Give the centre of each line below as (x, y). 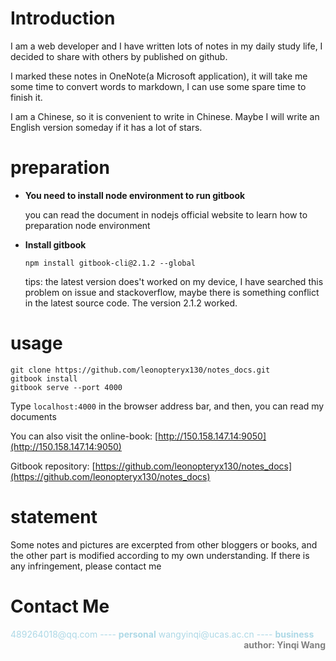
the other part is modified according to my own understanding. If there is (160, 555)
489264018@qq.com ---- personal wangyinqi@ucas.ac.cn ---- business (162, 634)
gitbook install (44, 378)
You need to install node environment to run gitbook (135, 195)
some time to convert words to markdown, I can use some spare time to (158, 86)
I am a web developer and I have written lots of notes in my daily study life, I (166, 46)
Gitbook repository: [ (53, 466)
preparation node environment (87, 225)
